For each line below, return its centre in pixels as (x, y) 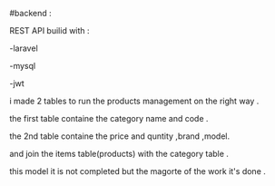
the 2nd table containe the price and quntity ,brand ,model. (119, 136)
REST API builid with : (49, 30)
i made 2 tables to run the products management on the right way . (134, 101)
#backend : (30, 13)
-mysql (23, 66)
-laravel (24, 48)
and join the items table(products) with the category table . (119, 154)
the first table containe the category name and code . (109, 118)
